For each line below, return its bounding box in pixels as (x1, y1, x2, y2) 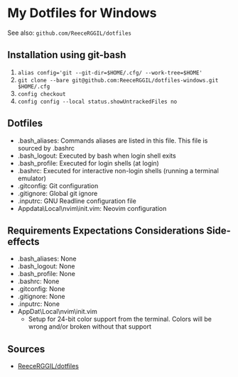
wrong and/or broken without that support (28, 322, 151, 331)
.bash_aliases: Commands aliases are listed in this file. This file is (17, 136, 208, 145)
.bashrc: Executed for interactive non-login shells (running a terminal (17, 166, 219, 175)
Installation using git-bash (7, 49, 126, 61)
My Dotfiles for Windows (7, 5, 157, 21)
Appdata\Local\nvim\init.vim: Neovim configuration (17, 204, 167, 212)
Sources (7, 343, 45, 355)
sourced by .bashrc (17, 143, 75, 152)
